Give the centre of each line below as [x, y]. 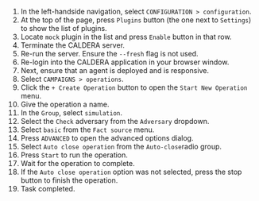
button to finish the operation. [69, 180]
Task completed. [48, 189]
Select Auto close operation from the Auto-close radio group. [121, 147]
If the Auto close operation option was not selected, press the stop [131, 172]
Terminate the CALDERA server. [73, 45]
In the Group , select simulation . [71, 113]
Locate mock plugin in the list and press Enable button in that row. [126, 37]
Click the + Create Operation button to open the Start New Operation [134, 87]
